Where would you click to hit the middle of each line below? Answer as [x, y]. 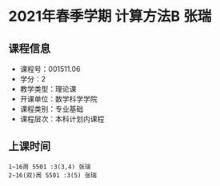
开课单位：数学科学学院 [58, 99]
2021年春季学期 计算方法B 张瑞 [110, 16]
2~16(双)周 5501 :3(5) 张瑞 [53, 175]
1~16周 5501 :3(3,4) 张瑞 [50, 167]
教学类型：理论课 [48, 89]
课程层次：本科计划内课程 [62, 119]
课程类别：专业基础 [52, 109]
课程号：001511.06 [50, 69]
